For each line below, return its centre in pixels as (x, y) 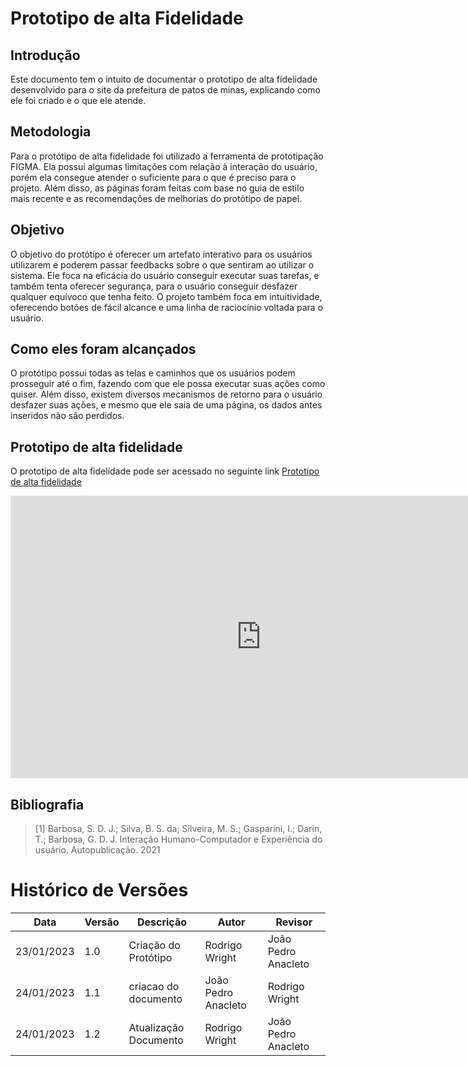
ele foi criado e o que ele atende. (78, 100)
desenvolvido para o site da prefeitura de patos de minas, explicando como (165, 90)
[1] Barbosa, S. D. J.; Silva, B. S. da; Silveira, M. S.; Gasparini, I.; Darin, (178, 829)
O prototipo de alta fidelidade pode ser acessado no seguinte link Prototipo (165, 471)
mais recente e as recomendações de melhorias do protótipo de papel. (156, 198)
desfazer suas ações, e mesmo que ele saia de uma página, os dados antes (166, 405)
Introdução (45, 55)
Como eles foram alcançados (103, 349)
